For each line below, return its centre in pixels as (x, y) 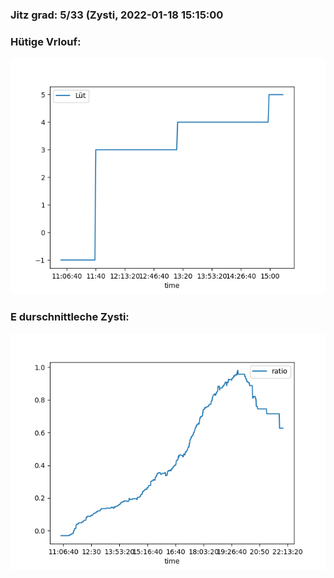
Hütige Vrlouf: (46, 41)
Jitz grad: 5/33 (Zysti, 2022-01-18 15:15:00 (117, 15)
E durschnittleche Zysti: (70, 317)
